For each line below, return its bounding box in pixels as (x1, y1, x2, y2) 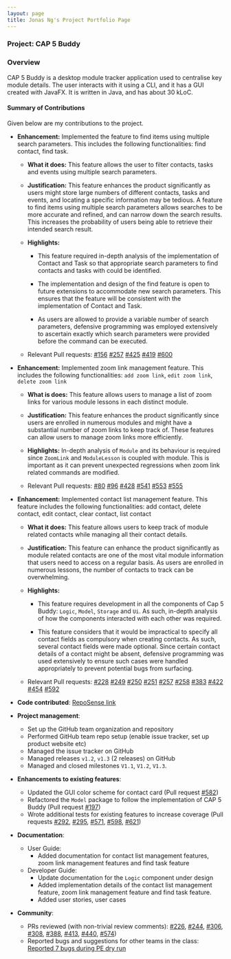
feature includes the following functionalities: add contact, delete (16, 502, 201, 511)
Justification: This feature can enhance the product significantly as (27, 544, 220, 552)
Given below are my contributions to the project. (7, 118, 144, 127)
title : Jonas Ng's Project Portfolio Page (7, 17, 131, 23)
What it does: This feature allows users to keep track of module (27, 523, 208, 531)
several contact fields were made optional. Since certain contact (37, 642, 220, 650)
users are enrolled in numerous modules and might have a (27, 418, 192, 426)
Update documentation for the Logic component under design (37, 873, 214, 882)
